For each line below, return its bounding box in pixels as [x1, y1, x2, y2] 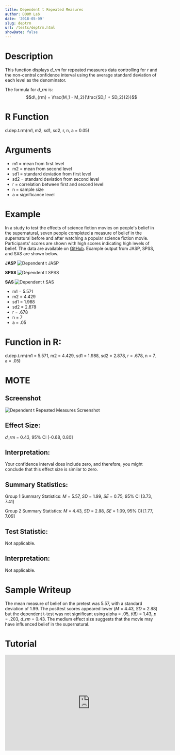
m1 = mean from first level [12, 160, 64, 166]
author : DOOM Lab [5, 12, 40, 17]
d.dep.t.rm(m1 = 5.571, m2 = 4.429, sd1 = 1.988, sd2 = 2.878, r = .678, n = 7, [5, 353, 156, 359]
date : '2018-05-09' [5, 16, 45, 21]
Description [5, 51, 53, 62]
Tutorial [5, 638, 37, 649]
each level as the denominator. [5, 77, 66, 83]
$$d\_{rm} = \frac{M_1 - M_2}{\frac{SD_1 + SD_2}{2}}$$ [26, 94, 137, 100]
